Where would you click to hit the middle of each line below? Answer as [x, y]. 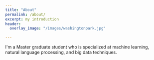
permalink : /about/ [25, 14]
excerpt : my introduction [32, 19]
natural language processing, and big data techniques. [61, 52]
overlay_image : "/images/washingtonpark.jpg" [58, 28]
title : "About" [21, 10]
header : [13, 24]
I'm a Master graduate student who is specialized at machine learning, [77, 47]
